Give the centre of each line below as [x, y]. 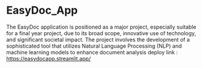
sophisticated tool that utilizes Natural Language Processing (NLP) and [94, 46]
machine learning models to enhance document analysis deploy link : [92, 52]
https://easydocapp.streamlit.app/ [49, 58]
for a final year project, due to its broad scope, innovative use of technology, [101, 33]
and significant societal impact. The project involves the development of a [98, 39]
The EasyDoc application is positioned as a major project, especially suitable [101, 27]
